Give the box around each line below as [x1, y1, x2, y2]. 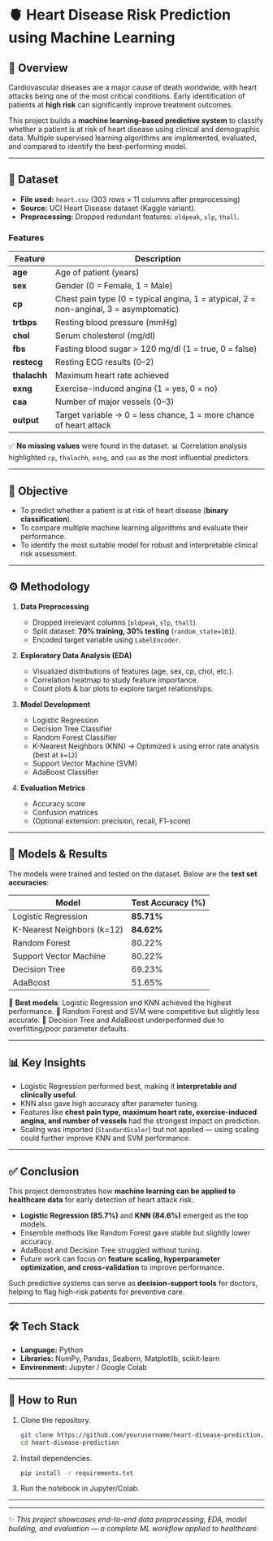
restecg [12, 357, 43, 368]
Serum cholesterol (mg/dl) [55, 330, 156, 341]
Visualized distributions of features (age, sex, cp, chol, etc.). [32, 666, 234, 676]
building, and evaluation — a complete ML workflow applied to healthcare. [8, 1524, 259, 1534]
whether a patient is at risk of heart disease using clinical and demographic [8, 125, 260, 134]
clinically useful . [19, 1090, 78, 1100]
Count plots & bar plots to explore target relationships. [32, 683, 214, 693]
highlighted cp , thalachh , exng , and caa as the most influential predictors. [8, 453, 250, 463]
